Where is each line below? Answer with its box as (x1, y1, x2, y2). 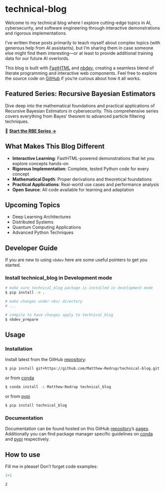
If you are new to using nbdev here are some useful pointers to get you (5, 257, 148, 263)
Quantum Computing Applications (12, 224, 81, 230)
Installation (5, 345, 33, 352)
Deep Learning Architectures (12, 214, 71, 220)
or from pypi (5, 394, 31, 399)
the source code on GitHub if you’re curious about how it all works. (5, 75, 141, 81)
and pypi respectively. (5, 436, 50, 442)
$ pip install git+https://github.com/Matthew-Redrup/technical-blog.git (5, 366, 160, 371)
